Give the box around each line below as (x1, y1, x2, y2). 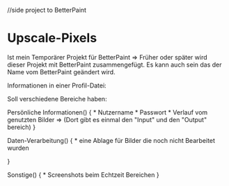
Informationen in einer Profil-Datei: (7, 81, 106, 90)
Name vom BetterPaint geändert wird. (7, 67, 116, 76)
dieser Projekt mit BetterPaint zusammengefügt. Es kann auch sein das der (7, 60, 222, 69)
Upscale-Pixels (7, 31, 97, 46)
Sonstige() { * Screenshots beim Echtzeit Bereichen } (7, 170, 159, 179)
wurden (7, 144, 29, 152)
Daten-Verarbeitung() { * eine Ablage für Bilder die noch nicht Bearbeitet (7, 136, 216, 144)
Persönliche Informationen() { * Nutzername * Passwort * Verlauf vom (7, 108, 208, 117)
